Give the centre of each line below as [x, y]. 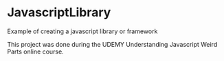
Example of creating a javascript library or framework [82, 31]
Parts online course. [35, 52]
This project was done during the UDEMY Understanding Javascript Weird [112, 44]
